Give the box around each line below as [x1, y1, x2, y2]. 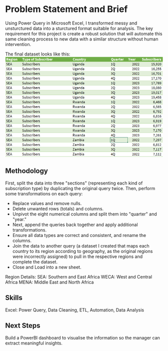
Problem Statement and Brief [5, 3, 128, 15]
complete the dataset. [12, 258, 58, 264]
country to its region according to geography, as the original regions [12, 248, 153, 254]
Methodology [5, 166, 48, 175]
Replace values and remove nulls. [12, 200, 82, 206]
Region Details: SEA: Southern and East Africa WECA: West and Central [5, 273, 152, 279]
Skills [5, 293, 22, 302]
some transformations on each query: [5, 190, 83, 196]
